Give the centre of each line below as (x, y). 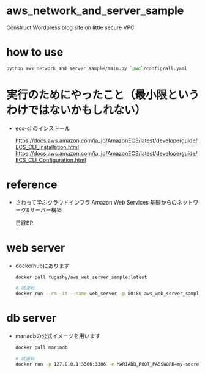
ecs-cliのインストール (43, 128)
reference (32, 184)
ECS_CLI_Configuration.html (50, 160)
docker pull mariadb (41, 348)
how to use (35, 52)
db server (32, 318)
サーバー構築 (46, 210)
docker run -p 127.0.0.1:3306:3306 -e (65, 364)
